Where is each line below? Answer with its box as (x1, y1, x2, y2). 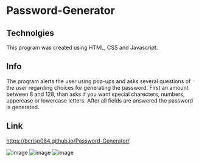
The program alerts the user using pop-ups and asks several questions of (6, 77, 191, 85)
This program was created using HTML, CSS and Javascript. (6, 44, 158, 51)
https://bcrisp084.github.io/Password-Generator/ (6, 137, 130, 144)
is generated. (6, 103, 40, 110)
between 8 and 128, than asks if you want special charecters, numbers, (6, 90, 185, 98)
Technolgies (6, 28, 55, 38)
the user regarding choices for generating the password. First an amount (6, 84, 189, 91)
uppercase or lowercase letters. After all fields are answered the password (6, 96, 194, 104)
